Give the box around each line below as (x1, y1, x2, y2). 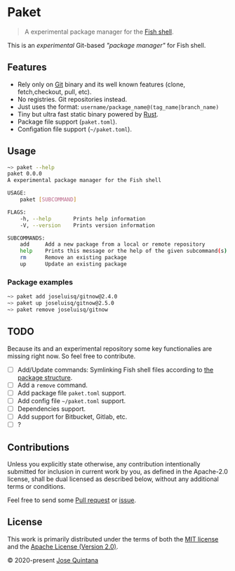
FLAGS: (7, 209, 27, 216)
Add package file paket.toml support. (17, 388, 126, 397)
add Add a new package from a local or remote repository (20, 241, 206, 248)
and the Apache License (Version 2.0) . (7, 542, 119, 551)
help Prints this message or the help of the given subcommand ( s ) (20, 247, 228, 255)
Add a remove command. (17, 381, 88, 389)
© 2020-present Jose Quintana (7, 556, 99, 564)
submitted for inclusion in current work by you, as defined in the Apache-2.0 (7, 467, 228, 475)
